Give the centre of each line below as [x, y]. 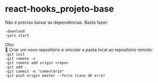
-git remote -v [20, 58]
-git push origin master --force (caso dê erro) [55, 75]
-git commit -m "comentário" [35, 71]
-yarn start [17, 35]
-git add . [16, 67]
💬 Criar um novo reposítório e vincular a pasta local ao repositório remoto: [79, 50]
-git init [15, 54]
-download [15, 31]
